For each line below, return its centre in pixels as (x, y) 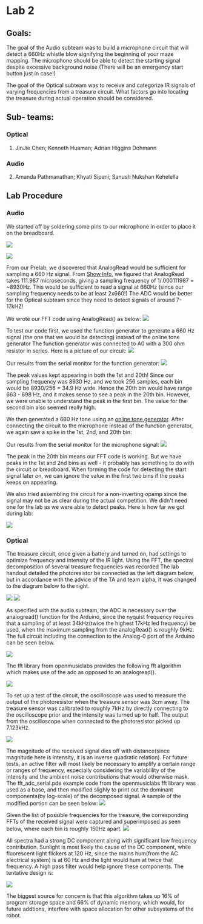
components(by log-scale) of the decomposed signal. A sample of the (94, 796)
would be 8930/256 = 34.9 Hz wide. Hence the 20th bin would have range (99, 388)
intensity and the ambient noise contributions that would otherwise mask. (98, 776)
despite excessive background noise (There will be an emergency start (95, 67)
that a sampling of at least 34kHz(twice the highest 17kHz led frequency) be (101, 623)
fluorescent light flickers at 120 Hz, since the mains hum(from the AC (92, 853)
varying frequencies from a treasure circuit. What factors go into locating (98, 91)
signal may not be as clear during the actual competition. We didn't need (97, 500)
